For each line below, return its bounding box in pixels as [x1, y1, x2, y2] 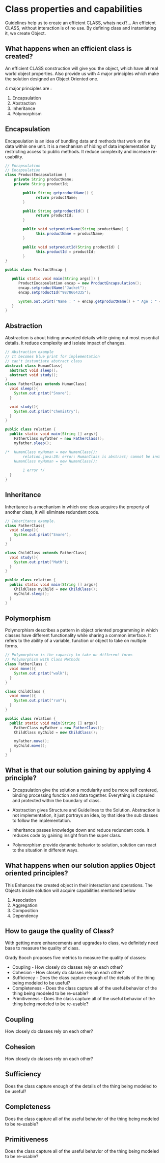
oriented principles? [5, 869, 68, 878]
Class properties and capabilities [5, 3, 142, 15]
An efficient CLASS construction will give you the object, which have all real [5, 65, 158, 71]
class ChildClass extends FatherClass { [5, 550, 87, 555]
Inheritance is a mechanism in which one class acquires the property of [5, 504, 150, 510]
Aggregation [12, 902, 38, 908]
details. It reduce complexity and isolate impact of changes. [5, 340, 126, 346]
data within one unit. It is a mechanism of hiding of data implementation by [5, 143, 156, 149]
